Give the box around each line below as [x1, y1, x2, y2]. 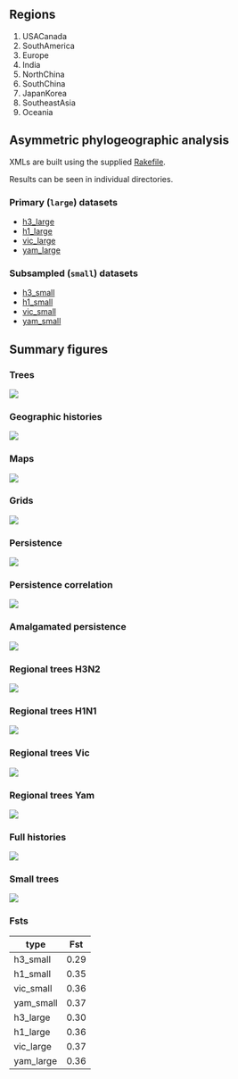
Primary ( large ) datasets [9, 196, 119, 208]
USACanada [21, 30, 68, 41]
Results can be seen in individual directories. [9, 173, 174, 184]
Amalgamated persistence [9, 621, 127, 633]
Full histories [9, 831, 67, 843]
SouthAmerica [21, 40, 76, 51]
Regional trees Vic [9, 747, 91, 759]
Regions [9, 7, 56, 22]
